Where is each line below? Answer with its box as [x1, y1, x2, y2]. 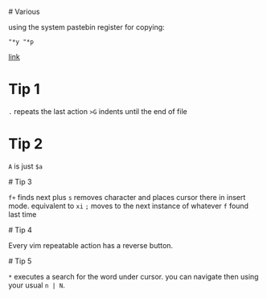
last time [8, 209, 37, 219]
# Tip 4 [8, 225, 32, 235]
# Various [8, 7, 40, 16]
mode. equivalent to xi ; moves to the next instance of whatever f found [8, 201, 249, 210]
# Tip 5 [8, 256, 32, 266]
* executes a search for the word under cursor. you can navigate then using [8, 271, 259, 281]
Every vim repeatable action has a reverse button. [8, 240, 174, 250]
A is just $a [8, 161, 43, 171]
